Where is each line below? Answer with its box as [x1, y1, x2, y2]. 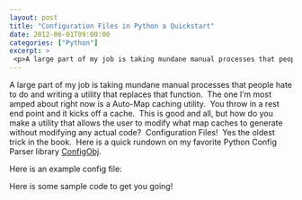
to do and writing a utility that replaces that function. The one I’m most [9, 89, 272, 100]
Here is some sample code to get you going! [9, 181, 173, 191]
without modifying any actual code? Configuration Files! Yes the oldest [9, 127, 276, 137]
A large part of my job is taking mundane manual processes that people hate [9, 80, 293, 90]
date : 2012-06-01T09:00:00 [9, 30, 111, 39]
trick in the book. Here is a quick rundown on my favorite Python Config [9, 136, 277, 147]
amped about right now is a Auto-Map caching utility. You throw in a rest [9, 99, 280, 109]
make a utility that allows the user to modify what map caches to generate [9, 117, 283, 128]
